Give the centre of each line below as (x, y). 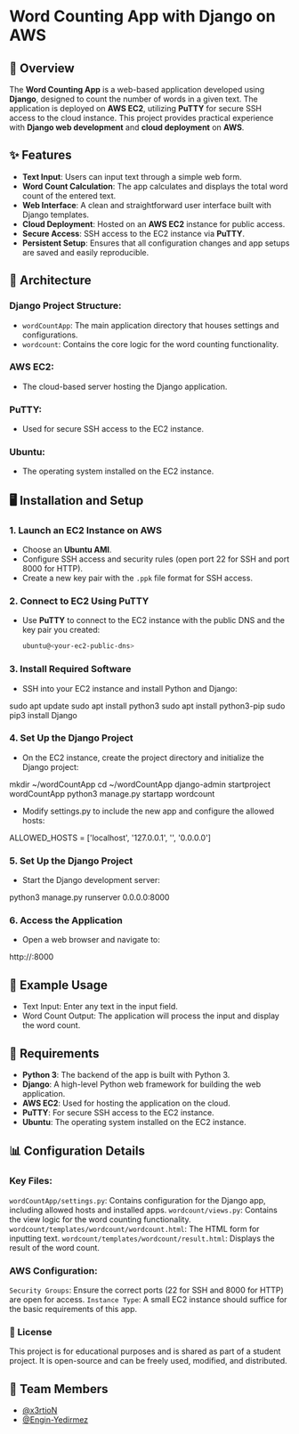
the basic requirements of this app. (73, 1309)
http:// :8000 (32, 957)
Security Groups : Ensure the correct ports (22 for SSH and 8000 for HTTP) (147, 1290)
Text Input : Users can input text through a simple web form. (132, 176)
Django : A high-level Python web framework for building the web (141, 1084)
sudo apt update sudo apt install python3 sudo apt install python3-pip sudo (147, 706)
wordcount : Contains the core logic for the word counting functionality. (150, 344)
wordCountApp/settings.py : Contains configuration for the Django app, (137, 1200)
